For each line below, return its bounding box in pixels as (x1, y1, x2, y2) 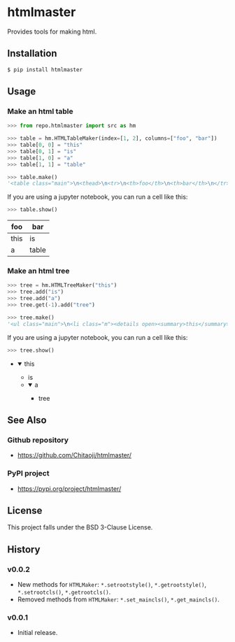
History (7, 543, 41, 555)
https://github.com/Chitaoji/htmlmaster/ (17, 451, 131, 459)
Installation (7, 48, 57, 59)
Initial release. (17, 629, 58, 637)
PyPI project (7, 469, 50, 478)
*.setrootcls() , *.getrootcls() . (17, 588, 111, 597)
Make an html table (7, 106, 73, 116)
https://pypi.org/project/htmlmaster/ (17, 484, 122, 493)
